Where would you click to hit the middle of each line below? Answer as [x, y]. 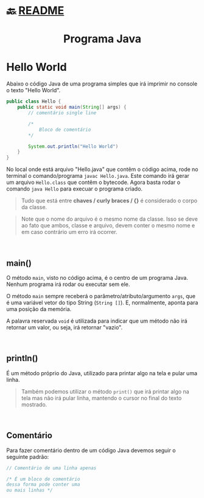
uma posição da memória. [39, 309]
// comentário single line [62, 113]
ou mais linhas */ [30, 490]
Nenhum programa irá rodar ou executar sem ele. [68, 284]
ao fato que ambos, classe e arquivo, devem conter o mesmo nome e [108, 225]
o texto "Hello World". [33, 90]
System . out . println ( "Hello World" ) [73, 146]
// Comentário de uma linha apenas [51, 468]
